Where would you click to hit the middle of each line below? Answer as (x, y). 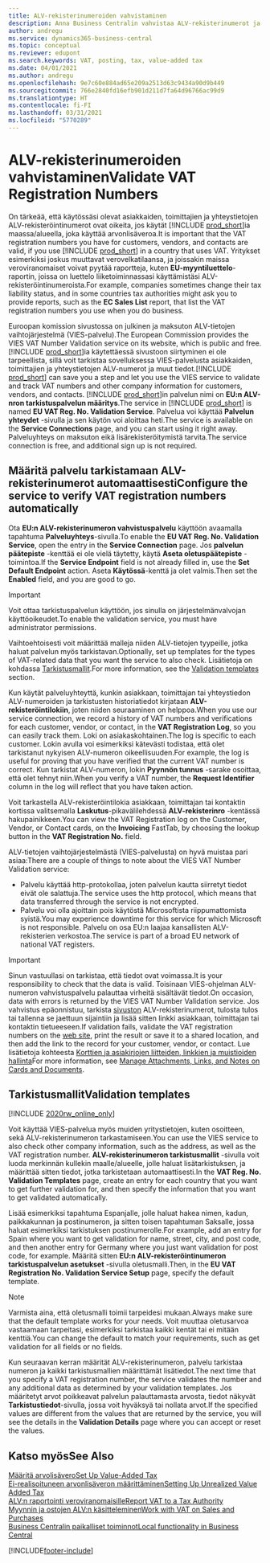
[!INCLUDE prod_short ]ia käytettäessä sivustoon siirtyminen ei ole (117, 351)
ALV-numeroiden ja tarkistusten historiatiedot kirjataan (98, 701)
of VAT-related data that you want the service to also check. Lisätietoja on (131, 660)
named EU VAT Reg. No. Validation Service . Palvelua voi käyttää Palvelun (131, 411)
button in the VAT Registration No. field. (75, 836)
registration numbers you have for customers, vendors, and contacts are (129, 242)
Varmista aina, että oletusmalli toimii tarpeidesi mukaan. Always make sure (131, 1313)
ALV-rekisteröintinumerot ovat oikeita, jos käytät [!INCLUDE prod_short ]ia (129, 225)
